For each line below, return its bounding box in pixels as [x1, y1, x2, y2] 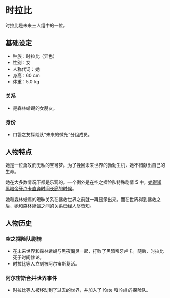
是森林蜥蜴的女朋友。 [12, 105, 57, 111]
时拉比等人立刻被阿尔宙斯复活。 [12, 260, 80, 267]
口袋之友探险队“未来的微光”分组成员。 [12, 131, 93, 138]
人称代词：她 [12, 65, 40, 72]
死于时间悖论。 [12, 254, 44, 260]
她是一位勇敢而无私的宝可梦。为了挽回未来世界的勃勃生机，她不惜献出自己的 [5, 162, 165, 168]
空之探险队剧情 [5, 236, 42, 243]
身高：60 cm [12, 72, 40, 78]
